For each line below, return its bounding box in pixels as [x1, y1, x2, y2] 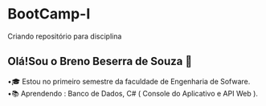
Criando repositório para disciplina [7, 31, 122, 41]
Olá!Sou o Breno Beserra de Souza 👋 [7, 55, 193, 68]
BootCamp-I [7, 5, 91, 23]
